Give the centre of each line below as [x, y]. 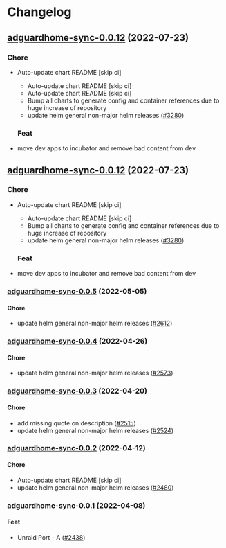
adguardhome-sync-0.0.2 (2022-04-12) [77, 448]
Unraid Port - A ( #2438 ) [51, 537]
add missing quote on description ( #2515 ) [76, 423]
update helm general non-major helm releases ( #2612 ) [95, 324]
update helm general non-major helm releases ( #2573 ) [95, 373]
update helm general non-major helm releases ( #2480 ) [95, 487]
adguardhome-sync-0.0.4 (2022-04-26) [77, 342]
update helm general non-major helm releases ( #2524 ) [95, 430]
